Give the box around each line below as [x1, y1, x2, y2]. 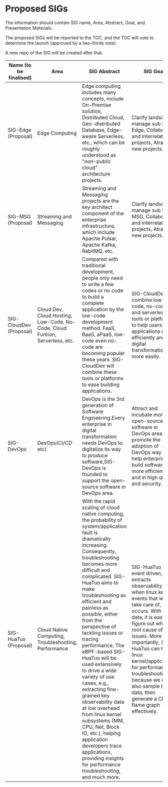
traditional [81, 262, 106, 269]
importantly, [131, 639, 160, 646]
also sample [131, 683, 160, 690]
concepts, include [81, 95, 124, 102]
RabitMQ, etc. [81, 247, 114, 254]
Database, [81, 126, 106, 133]
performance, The [81, 642, 125, 649]
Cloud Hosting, [37, 312, 72, 319]
